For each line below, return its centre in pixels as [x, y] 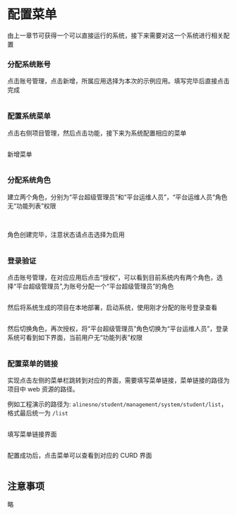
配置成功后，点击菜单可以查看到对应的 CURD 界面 [80, 456]
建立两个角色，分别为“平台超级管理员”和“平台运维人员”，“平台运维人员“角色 [117, 197]
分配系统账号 [29, 64]
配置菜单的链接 [33, 364]
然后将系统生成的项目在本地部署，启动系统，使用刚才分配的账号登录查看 [112, 307]
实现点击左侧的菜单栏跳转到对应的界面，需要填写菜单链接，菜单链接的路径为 [119, 380]
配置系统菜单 [29, 116]
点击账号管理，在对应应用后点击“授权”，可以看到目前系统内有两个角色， [112, 278]
